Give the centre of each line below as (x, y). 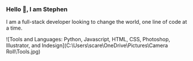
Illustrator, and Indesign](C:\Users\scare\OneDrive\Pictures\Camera (87, 45)
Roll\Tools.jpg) (23, 52)
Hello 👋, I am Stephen (37, 9)
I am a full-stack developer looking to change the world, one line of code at (96, 22)
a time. (14, 28)
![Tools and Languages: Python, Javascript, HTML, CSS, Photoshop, (88, 40)
